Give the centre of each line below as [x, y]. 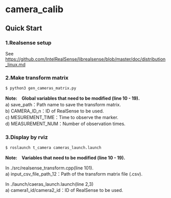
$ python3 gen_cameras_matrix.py [41, 88]
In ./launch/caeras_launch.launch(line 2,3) [50, 184]
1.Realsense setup [29, 43]
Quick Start [24, 28]
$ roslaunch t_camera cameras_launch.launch [53, 148]
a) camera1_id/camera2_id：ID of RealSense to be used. [64, 190]
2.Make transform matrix [37, 77]
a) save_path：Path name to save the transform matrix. [63, 105]
